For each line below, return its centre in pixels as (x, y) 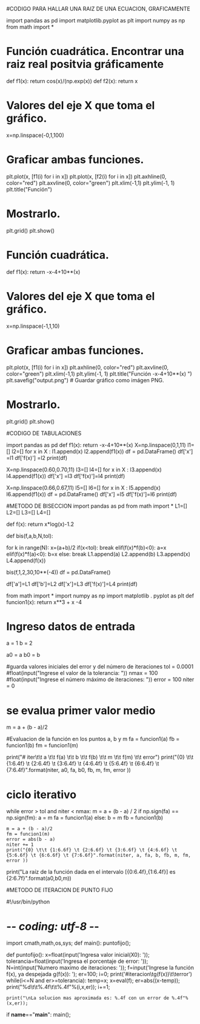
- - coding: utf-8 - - (53, 926)
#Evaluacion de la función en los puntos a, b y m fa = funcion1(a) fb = (93, 739)
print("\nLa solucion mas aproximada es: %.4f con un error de (88, 998)
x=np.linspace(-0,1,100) (35, 135)
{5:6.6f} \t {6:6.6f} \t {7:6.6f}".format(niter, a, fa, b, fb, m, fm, (98, 856)
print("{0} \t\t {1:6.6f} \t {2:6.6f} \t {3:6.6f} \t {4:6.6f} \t (92, 850)
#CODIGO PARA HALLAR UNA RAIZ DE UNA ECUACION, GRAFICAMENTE (98, 9)
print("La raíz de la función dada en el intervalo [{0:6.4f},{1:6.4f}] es (91, 872)
